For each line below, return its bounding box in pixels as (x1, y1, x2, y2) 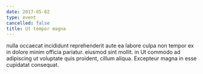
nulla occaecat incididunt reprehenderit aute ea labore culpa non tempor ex (6, 42, 195, 49)
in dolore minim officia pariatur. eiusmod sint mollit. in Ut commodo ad (6, 49, 181, 56)
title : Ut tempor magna (6, 25, 66, 32)
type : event (6, 14, 36, 20)
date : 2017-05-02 (6, 8, 50, 15)
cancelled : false (6, 20, 50, 26)
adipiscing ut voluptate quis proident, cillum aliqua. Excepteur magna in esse (6, 55, 197, 62)
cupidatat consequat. (6, 61, 59, 69)
